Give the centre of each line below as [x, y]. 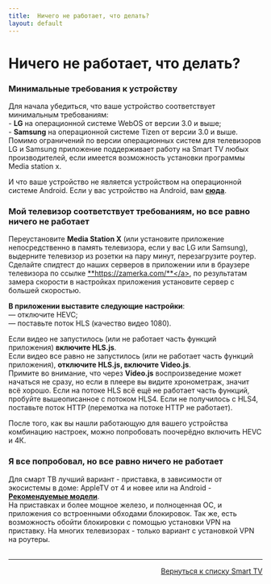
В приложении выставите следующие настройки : [97, 306]
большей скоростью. [45, 291]
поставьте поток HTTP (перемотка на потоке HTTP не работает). [121, 408]
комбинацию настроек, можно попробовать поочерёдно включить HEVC [135, 432]
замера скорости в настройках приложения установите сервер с [121, 282]
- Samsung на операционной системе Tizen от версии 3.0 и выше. [123, 132]
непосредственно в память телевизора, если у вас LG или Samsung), [128, 248]
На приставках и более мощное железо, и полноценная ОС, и [115, 505]
